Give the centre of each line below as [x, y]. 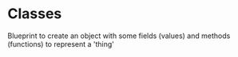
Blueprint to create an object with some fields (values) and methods [119, 36]
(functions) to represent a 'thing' [61, 44]
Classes [35, 14]
